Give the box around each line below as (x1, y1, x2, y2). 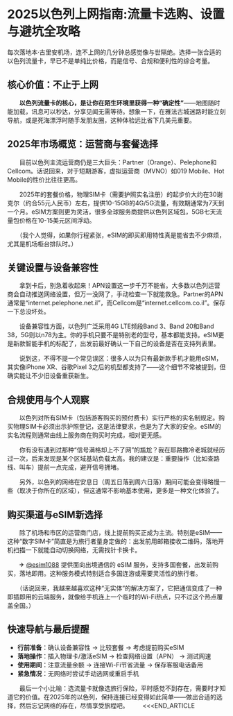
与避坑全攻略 (7, 24, 81, 40)
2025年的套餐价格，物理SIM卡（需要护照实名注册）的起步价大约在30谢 (19, 190, 223, 198)
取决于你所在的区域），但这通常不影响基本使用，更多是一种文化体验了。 (19, 486, 223, 495)
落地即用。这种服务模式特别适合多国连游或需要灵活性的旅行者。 (19, 570, 202, 577)
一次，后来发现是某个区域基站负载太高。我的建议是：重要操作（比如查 (12, 454, 214, 463)
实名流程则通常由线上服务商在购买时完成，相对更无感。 (7, 431, 165, 439)
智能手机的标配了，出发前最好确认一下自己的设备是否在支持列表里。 (25, 339, 220, 348)
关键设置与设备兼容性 (7, 262, 98, 273)
